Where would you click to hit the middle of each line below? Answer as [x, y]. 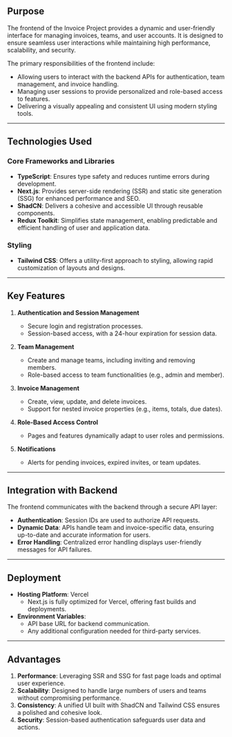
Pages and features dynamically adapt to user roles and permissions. [126, 435]
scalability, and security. [41, 50]
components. [36, 213]
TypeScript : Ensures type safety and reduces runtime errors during [113, 176]
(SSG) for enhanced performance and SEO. [78, 198]
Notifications [37, 449]
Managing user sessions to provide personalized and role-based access [120, 91]
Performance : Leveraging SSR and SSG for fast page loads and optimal [119, 676]
